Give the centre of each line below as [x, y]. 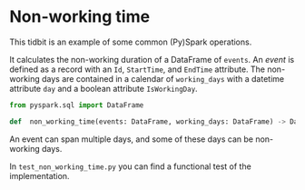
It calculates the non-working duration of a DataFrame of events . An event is [152, 59]
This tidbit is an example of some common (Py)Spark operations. [131, 42]
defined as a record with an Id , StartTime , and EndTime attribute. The [138, 69]
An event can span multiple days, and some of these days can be [132, 139]
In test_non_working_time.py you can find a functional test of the [130, 166]
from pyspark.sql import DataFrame [77, 105]
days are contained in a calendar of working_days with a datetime [162, 78]
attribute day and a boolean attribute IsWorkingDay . [103, 88]
